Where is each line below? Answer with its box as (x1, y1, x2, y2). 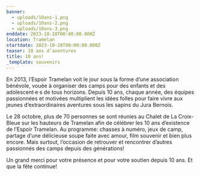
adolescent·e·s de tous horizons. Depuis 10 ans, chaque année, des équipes (6, 88, 195, 96)
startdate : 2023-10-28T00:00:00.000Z (6, 43, 101, 49)
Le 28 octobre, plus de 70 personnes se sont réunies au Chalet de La (6, 112, 177, 120)
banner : (6, 8, 26, 15)
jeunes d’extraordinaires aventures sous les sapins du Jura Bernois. (6, 101, 174, 108)
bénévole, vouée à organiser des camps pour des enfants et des (6, 82, 166, 89)
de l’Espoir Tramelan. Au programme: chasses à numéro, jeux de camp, (6, 126, 183, 133)
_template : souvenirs (6, 59, 61, 65)
